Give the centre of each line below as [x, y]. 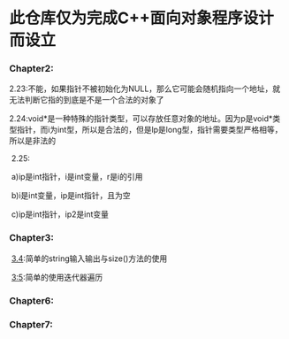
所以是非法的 [32, 141]
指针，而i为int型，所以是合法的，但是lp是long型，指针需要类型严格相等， [149, 130]
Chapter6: [32, 300]
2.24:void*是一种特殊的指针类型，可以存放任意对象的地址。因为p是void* [141, 119]
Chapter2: [32, 69]
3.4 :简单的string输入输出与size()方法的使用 [89, 258]
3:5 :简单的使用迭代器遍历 [57, 277]
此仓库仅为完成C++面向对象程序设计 [141, 18]
